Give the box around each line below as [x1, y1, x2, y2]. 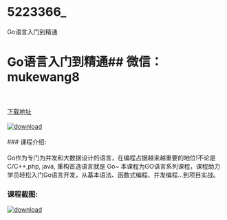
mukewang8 [7, 69, 80, 85]
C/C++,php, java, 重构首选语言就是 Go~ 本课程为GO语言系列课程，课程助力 [7, 162, 221, 170]
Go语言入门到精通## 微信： [7, 54, 163, 70]
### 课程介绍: [7, 138, 47, 146]
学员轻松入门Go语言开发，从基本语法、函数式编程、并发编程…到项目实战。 [7, 171, 219, 179]
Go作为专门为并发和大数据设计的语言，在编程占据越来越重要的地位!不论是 [7, 154, 216, 162]
